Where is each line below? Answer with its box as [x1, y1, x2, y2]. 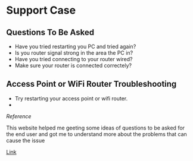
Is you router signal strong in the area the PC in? [14, 49, 133, 56]
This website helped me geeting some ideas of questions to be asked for [6, 124, 185, 131]
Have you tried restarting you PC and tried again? [14, 43, 136, 50]
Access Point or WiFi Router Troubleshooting [6, 79, 177, 89]
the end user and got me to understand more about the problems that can [6, 130, 188, 137]
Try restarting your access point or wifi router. [14, 94, 128, 102]
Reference [6, 112, 32, 119]
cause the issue [6, 137, 45, 144]
